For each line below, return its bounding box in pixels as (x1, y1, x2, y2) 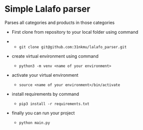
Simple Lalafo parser (4, 3, 91, 15)
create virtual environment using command (11, 53, 99, 59)
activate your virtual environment (11, 72, 79, 78)
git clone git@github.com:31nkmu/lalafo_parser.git (19, 44, 127, 49)
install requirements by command (11, 91, 79, 97)
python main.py (19, 120, 50, 125)
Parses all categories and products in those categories (4, 20, 115, 25)
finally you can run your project (11, 110, 75, 116)
